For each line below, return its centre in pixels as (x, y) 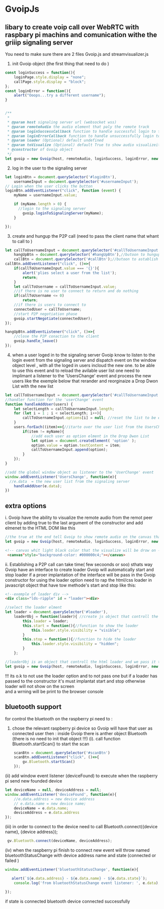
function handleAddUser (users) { (39, 404)
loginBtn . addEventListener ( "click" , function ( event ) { (63, 191)
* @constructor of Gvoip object (40, 150)
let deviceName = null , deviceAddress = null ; (53, 790)
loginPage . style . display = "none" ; (50, 77)
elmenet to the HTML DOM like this (40, 528)
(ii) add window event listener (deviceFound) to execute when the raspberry (81, 776)
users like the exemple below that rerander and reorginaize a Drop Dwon (85, 381)
